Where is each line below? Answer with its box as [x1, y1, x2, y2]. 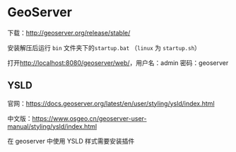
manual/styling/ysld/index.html [7, 122, 98, 131]
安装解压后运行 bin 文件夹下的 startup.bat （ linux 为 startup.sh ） [7, 43, 201, 52]
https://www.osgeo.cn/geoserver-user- [32, 114, 147, 122]
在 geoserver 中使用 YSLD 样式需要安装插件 [7, 136, 135, 145]
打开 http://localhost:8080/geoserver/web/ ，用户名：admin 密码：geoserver [7, 58, 229, 67]
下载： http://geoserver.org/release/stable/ [7, 28, 131, 37]
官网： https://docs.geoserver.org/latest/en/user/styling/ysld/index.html [7, 99, 215, 107]
